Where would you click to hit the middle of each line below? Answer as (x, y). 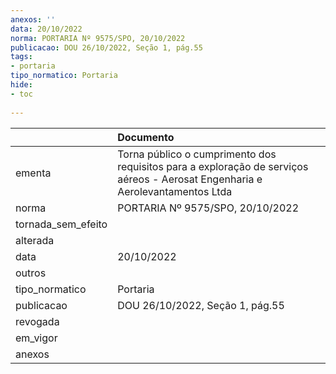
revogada (37, 321)
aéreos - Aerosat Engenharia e (190, 179)
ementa (33, 173)
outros (31, 273)
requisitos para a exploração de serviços (213, 166)
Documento (146, 137)
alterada (35, 240)
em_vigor (36, 338)
